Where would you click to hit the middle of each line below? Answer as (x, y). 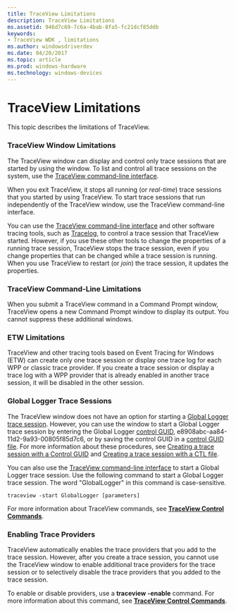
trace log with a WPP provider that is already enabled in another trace (108, 375)
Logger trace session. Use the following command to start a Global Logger (116, 475)
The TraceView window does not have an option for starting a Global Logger (118, 416)
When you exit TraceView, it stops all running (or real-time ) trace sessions (114, 189)
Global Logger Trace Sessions (60, 401)
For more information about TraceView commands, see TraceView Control (116, 508)
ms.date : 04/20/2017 (38, 54)
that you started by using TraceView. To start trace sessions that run (106, 197)
